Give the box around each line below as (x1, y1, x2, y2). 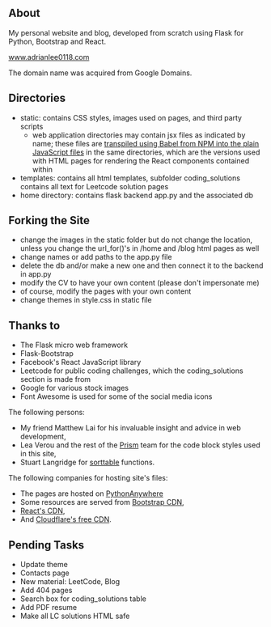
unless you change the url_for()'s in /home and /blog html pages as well (19, 244, 260, 253)
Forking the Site (8, 214, 91, 227)
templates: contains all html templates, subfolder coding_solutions (19, 173, 241, 183)
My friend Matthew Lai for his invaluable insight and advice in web (19, 423, 241, 433)
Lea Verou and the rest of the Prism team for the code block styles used (19, 440, 260, 450)
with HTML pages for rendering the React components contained (32, 155, 250, 165)
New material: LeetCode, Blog (19, 577, 121, 587)
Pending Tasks (8, 538, 85, 552)
